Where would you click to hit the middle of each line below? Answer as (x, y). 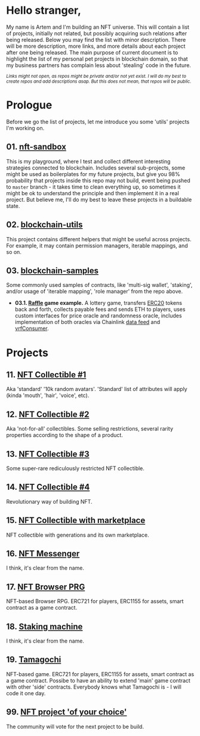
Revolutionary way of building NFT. (49, 501)
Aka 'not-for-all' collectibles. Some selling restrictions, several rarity (90, 429)
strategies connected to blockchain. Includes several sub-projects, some (96, 168)
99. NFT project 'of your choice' (67, 712)
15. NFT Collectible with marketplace (76, 521)
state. (13, 206)
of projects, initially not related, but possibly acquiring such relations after (96, 33)
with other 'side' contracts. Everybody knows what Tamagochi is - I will (94, 687)
